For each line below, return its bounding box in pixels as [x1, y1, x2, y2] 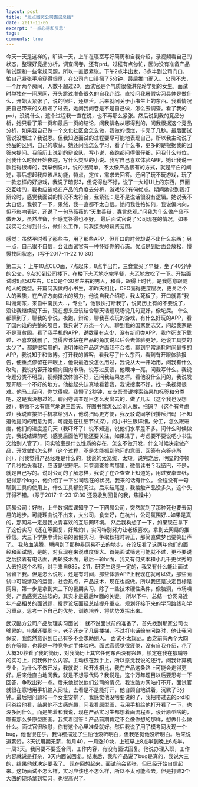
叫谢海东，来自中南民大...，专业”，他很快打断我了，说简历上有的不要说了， [6, 299, 189, 306]
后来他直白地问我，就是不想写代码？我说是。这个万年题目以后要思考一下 [16, 671, 192, 678]
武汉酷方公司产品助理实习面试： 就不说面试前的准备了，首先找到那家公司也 [6, 620, 189, 626]
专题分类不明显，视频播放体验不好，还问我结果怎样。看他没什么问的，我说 [6, 373, 187, 380]
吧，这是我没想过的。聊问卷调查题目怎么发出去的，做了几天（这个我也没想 [6, 396, 187, 402]
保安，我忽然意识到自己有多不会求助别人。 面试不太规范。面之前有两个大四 [6, 635, 189, 641]
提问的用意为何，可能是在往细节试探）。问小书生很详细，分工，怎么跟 [16, 417, 184, 424]
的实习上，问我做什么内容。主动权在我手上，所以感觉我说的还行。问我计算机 [6, 657, 192, 664]
